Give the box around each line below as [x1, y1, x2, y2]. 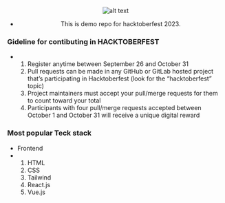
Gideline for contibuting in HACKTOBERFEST [7, 36, 160, 46]
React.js [27, 180, 50, 189]
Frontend [17, 144, 43, 152]
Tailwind [27, 173, 52, 182]
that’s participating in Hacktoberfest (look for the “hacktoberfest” [27, 74, 212, 83]
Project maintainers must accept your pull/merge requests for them [27, 89, 218, 98]
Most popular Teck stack [7, 128, 92, 138]
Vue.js [27, 188, 46, 196]
